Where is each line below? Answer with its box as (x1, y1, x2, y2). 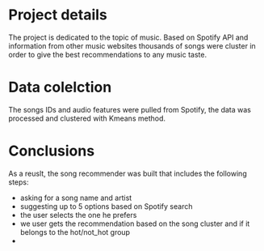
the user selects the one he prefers (19, 210, 137, 219)
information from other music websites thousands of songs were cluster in (8, 40, 256, 50)
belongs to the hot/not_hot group (19, 227, 131, 236)
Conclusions (8, 142, 95, 160)
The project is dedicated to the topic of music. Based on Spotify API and (8, 32, 249, 42)
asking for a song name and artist (19, 193, 132, 202)
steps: (8, 177, 29, 187)
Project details (8, 6, 107, 24)
